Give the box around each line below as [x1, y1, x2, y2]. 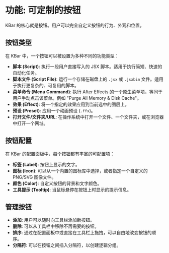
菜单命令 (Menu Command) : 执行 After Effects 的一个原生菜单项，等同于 [12, 89, 162, 95]
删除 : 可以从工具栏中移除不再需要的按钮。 [12, 223, 99, 229]
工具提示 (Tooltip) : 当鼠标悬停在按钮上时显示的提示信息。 [12, 186, 132, 193]
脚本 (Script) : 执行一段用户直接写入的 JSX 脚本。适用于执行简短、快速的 [12, 64, 162, 70]
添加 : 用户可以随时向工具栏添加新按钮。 [12, 217, 95, 223]
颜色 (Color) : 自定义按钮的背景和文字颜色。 [12, 180, 102, 186]
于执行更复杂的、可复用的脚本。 [12, 82, 79, 88]
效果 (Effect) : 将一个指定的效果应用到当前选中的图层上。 [12, 101, 130, 107]
